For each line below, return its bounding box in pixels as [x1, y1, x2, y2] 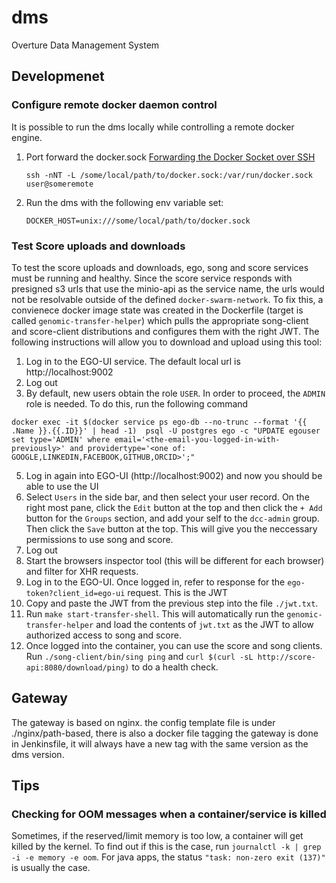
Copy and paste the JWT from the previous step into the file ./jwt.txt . [25, 597, 319, 609]
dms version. [11, 748, 65, 760]
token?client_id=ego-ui [25, 588, 126, 598]
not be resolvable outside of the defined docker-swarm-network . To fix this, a [11, 293, 324, 305]
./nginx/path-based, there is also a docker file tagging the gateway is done [11, 727, 319, 739]
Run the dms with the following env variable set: [25, 196, 224, 208]
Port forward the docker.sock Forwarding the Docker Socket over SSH [25, 151, 316, 163]
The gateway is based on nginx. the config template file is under [11, 716, 276, 728]
